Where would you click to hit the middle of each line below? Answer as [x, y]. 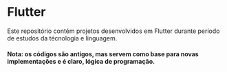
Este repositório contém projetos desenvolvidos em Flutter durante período [113, 31]
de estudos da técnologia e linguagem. [62, 38]
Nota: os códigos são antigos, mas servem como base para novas [103, 54]
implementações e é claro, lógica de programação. [81, 61]
